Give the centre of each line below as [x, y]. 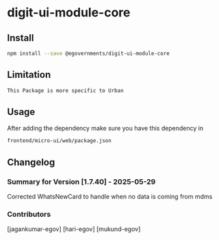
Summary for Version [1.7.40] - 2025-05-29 [81, 181]
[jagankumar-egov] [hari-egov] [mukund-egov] [74, 229]
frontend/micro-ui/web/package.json [59, 141]
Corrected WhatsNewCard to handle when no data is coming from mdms [110, 196]
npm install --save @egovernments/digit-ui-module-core [88, 53]
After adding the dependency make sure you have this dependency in [105, 129]
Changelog [31, 162]
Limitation [29, 75]
